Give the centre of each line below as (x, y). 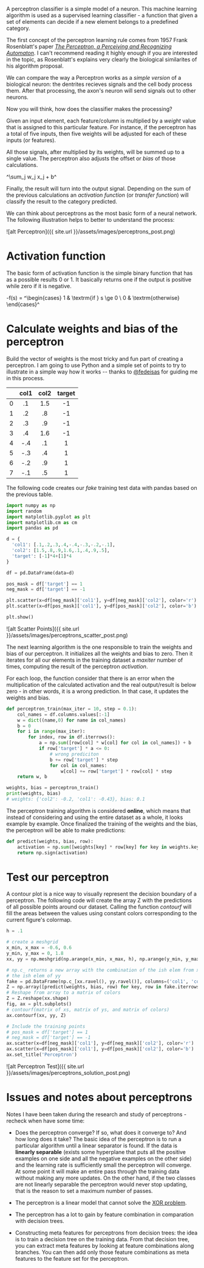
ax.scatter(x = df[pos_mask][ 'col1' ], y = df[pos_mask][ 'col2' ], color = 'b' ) (100, 1049)
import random (24, 511)
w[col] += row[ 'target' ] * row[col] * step (116, 771)
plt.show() (20, 617)
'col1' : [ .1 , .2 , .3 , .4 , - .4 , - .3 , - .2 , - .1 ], (63, 545)
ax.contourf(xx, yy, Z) (36, 1015)
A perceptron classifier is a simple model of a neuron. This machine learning (102, 9)
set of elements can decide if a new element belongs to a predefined (92, 22)
